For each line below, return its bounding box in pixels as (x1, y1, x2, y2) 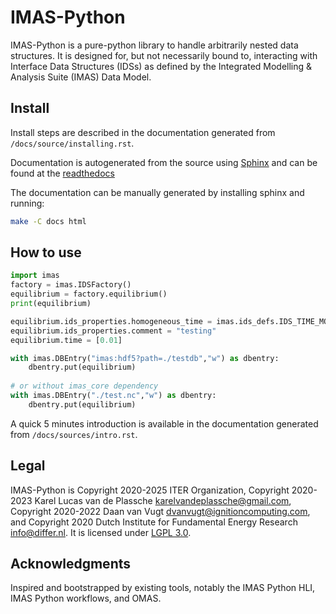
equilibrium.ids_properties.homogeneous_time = (10, 316, 213, 326)
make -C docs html (10, 216, 87, 226)
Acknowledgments (10, 556, 132, 573)
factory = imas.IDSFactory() (10, 280, 132, 290)
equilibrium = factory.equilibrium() (10, 289, 168, 300)
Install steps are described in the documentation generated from (10, 126, 276, 138)
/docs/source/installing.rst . (10, 137, 135, 149)
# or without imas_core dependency (10, 381, 159, 391)
